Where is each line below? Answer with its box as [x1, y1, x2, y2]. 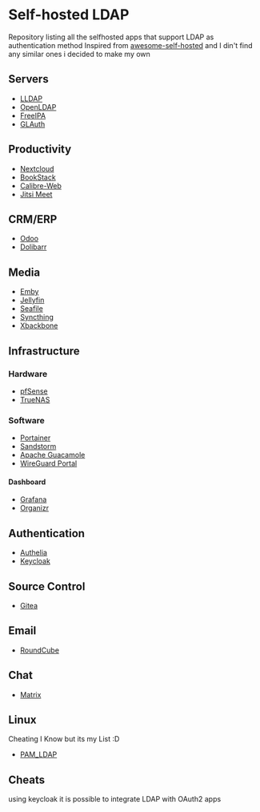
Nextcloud [19, 164, 54, 173]
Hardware [8, 368, 48, 379]
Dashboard [8, 477, 46, 487]
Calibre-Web [19, 180, 62, 190]
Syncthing [19, 313, 54, 322]
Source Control [8, 580, 86, 593]
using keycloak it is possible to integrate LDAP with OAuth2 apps [8, 794, 222, 804]
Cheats [8, 773, 46, 786]
